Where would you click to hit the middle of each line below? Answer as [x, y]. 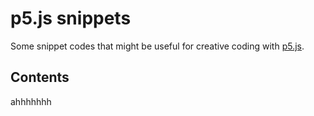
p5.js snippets [71, 18]
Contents [40, 77]
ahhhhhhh [31, 101]
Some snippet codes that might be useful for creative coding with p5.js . [157, 46]
